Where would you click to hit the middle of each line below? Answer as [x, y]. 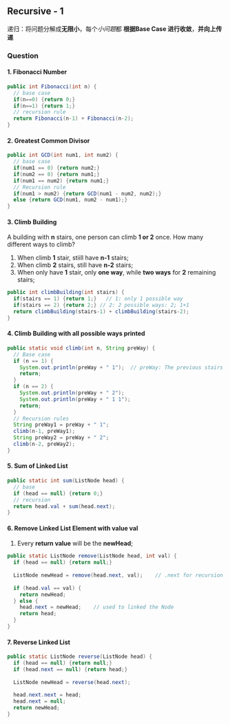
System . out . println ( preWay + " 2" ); [72, 393]
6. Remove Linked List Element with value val [73, 528]
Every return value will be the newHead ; [75, 544]
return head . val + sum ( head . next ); [64, 506]
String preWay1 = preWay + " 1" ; [61, 425]
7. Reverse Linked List [39, 642]
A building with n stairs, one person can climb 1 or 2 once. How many [105, 237]
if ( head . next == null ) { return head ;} [71, 669]
